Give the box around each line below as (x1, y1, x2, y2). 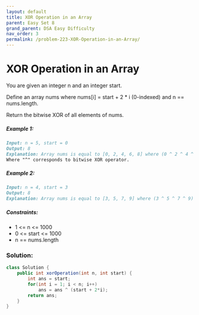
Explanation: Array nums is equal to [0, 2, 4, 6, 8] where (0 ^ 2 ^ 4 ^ (6, 151, 194, 157)
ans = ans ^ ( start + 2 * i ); (38, 287, 109, 293)
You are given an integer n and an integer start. (6, 82, 123, 89)
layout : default (6, 8, 47, 15)
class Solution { (6, 265, 50, 271)
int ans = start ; (27, 276, 71, 282)
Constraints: (6, 208, 38, 215)
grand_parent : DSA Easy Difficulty (6, 25, 95, 32)
